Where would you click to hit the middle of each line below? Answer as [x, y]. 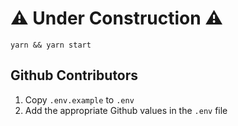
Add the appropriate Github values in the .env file [126, 110]
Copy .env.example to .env [79, 99]
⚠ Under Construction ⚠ [116, 18]
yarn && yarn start [51, 45]
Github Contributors [74, 75]
